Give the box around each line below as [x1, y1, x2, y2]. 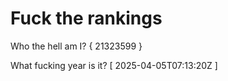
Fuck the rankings [10, 7, 163, 30]
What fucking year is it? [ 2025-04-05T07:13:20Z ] [10, 59, 218, 71]
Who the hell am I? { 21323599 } [10, 40, 143, 52]
